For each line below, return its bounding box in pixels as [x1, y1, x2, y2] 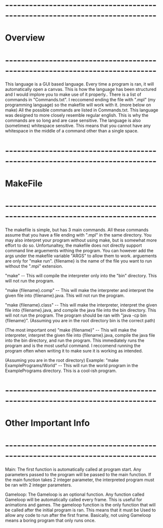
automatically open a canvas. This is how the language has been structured [5, 87, 157, 92]
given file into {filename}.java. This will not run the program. [5, 292, 125, 298]
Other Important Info [5, 418, 90, 428]
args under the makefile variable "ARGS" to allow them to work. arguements [5, 253, 157, 259]
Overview [5, 32, 45, 44]
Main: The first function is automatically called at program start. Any [5, 466, 142, 472]
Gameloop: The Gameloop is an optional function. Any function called [5, 491, 145, 497]
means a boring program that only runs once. [5, 517, 96, 523]
